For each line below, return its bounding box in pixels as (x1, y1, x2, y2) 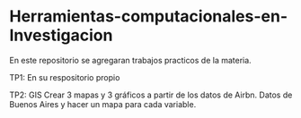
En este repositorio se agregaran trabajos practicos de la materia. (9, 55, 252, 65)
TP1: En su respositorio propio (9, 72, 120, 82)
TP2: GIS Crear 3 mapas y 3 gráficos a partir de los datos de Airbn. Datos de (9, 89, 293, 100)
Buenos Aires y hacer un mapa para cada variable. (9, 98, 197, 109)
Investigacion (9, 25, 113, 46)
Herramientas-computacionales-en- (9, 6, 288, 27)
